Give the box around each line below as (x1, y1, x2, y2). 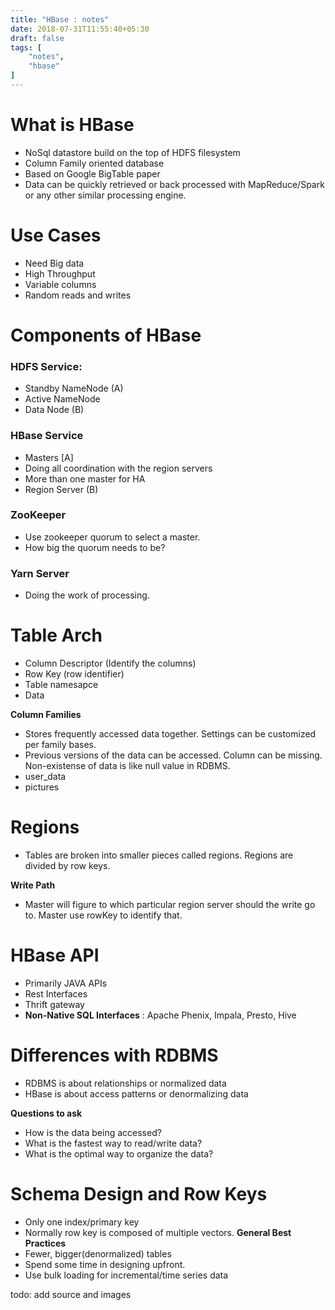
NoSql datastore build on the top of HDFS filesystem (24, 146, 241, 158)
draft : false (10, 33, 65, 43)
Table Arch (10, 624, 103, 647)
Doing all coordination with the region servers (24, 462, 213, 474)
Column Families (10, 709, 82, 721)
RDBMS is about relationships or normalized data (24, 1077, 227, 1089)
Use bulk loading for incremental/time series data (24, 1269, 229, 1281)
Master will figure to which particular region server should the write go (24, 899, 316, 910)
